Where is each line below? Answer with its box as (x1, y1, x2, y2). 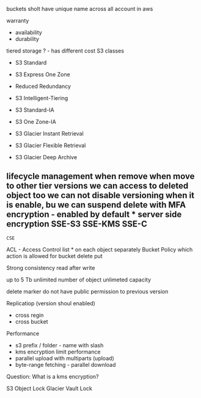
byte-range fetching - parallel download (15, 361, 116, 368)
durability (15, 35, 40, 42)
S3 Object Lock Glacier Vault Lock (6, 385, 93, 392)
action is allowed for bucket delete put (6, 252, 103, 259)
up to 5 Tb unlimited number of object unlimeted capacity (6, 276, 152, 283)
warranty (6, 17, 29, 24)
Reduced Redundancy (15, 82, 71, 90)
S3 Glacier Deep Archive (15, 154, 78, 161)
